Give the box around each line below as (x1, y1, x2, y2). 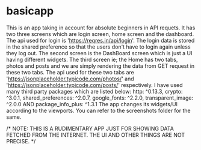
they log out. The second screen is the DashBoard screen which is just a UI (6, 49, 193, 56)
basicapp (6, 4, 54, 18)
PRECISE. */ (6, 137, 36, 145)
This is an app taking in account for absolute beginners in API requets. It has (6, 24, 196, 31)
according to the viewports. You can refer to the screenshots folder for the (6, 107, 191, 114)
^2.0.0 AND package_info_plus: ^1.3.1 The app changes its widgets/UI (6, 100, 178, 107)
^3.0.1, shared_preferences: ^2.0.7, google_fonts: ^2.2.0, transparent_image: (6, 94, 194, 101)
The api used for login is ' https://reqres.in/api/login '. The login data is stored (6, 37, 195, 44)
